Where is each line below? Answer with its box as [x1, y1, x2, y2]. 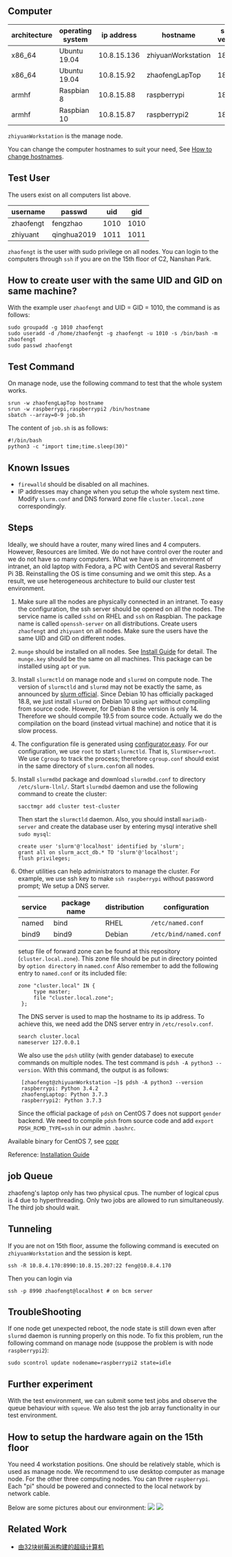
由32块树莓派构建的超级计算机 [17, 1543, 104, 1551]
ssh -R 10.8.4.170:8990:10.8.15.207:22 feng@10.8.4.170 [8, 1262, 171, 1269]
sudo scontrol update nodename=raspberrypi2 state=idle [8, 1360, 171, 1366]
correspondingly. [17, 502, 67, 511]
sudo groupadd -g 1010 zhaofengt [8, 324, 104, 331]
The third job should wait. [8, 1203, 81, 1212]
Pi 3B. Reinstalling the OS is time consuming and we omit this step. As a [8, 569, 211, 577]
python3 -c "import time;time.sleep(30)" [8, 443, 129, 450]
